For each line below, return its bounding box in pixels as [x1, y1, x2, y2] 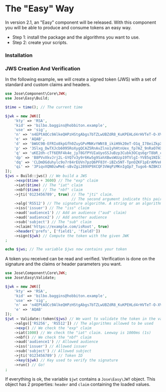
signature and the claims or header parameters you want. [5, 261, 122, 267]
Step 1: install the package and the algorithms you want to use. [12, 34, 140, 40]
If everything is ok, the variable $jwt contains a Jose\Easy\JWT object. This [5, 376, 156, 382]
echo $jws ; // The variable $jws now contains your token [5, 247, 127, 252]
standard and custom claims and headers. [5, 82, 91, 88]
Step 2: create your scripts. [12, 39, 68, 45]
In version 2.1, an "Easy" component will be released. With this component [5, 19, 157, 25]
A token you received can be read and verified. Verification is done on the [5, 256, 156, 262]
